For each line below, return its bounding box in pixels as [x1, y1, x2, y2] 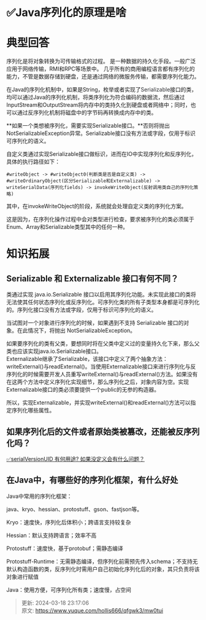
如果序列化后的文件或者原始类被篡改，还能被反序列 [6, 426, 200, 436]
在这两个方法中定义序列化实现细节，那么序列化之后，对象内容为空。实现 [6, 378, 189, 386]
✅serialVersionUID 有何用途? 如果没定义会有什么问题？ [6, 455, 145, 462]
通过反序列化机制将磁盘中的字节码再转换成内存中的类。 [17, 109, 157, 117]
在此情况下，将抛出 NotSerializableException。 [17, 327, 136, 335]
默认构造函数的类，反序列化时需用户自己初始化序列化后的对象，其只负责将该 [6, 565, 200, 573]
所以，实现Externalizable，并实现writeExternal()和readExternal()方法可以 [6, 399, 191, 406]
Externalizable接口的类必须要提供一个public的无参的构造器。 [6, 386, 160, 393]
